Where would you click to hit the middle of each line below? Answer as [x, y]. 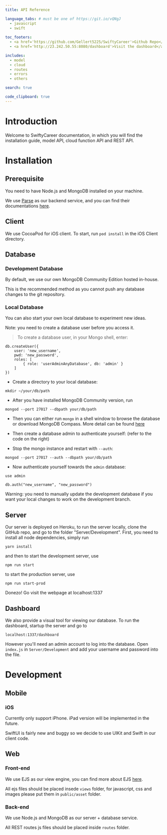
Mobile [16, 693]
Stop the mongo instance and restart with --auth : [63, 448]
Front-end [18, 768]
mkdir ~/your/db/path [28, 391]
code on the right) [31, 439]
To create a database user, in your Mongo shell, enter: [73, 337]
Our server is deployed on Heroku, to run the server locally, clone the [76, 527]
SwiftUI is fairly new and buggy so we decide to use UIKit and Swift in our [81, 733]
